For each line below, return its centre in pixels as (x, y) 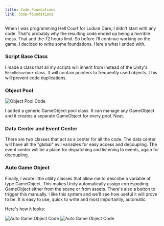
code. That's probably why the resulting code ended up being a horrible (78, 33)
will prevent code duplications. (36, 78)
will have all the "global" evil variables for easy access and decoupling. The (81, 144)
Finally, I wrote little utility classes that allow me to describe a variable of (78, 178)
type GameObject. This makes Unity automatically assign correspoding (77, 184)
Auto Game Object (27, 168)
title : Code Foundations (30, 10)
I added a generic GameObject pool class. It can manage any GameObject (80, 111)
